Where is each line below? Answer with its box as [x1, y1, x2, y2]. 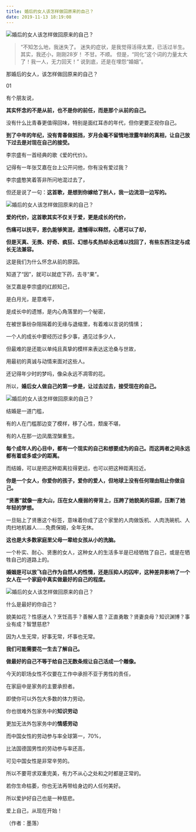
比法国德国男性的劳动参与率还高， [6, 745, 88, 752]
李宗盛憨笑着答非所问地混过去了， [6, 176, 88, 183]
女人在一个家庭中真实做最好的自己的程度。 [6, 576, 108, 583]
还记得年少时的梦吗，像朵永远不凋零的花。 [6, 370, 108, 377]
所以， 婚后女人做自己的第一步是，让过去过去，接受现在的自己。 [6, 382, 159, 389]
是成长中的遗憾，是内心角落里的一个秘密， [6, 308, 108, 315]
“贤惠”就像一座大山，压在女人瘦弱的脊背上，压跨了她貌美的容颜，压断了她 [6, 497, 185, 504]
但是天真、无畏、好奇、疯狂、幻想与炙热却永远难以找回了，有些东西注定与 [6, 238, 185, 245]
